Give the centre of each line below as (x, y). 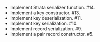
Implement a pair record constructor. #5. (52, 34)
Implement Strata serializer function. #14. (53, 7)
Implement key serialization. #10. (44, 23)
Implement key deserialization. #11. (46, 18)
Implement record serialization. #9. (46, 29)
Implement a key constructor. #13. (45, 13)
